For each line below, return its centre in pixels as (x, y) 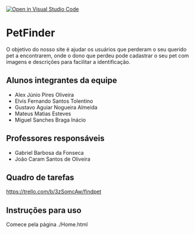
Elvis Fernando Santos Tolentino (54, 101)
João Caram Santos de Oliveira (52, 159)
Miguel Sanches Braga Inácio (50, 120)
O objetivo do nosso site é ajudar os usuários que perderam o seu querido (97, 49)
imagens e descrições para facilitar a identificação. (69, 61)
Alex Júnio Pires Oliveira (44, 95)
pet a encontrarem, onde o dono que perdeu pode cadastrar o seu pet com (97, 56)
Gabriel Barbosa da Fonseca (49, 152)
